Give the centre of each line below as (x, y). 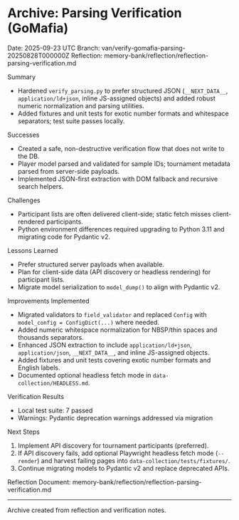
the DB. (29, 156)
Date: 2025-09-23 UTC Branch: (54, 48)
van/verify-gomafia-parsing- (144, 48)
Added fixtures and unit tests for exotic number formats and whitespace (123, 113)
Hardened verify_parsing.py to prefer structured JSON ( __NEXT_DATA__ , (123, 90)
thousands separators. (51, 337)
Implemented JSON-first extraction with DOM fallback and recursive (118, 179)
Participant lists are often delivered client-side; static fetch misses (114, 214)
